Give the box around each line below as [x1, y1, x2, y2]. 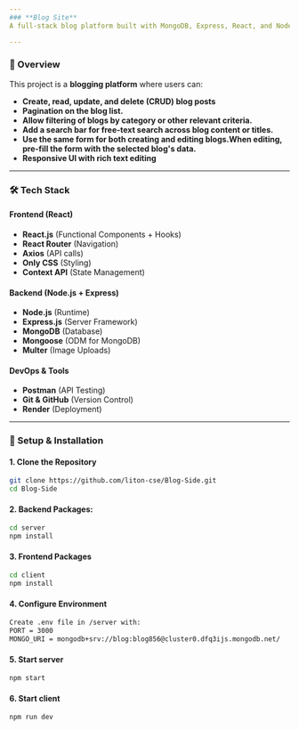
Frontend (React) [9, 209, 74, 220]
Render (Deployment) [21, 404, 102, 415]
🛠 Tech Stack [9, 183, 70, 196]
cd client [9, 571, 46, 580]
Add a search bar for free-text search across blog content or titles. [21, 124, 274, 134]
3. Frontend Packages [9, 551, 92, 562]
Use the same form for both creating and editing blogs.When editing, [21, 134, 283, 144]
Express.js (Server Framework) [21, 317, 138, 328]
